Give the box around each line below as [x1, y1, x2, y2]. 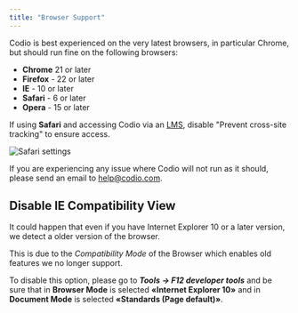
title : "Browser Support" [9, 12, 105, 22]
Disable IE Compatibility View [9, 198, 176, 213]
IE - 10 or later [21, 83, 74, 93]
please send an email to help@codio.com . [9, 173, 163, 183]
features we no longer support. [9, 258, 123, 269]
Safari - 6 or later [21, 92, 86, 103]
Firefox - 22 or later [21, 73, 95, 84]
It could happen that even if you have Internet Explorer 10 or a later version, [9, 221, 286, 232]
